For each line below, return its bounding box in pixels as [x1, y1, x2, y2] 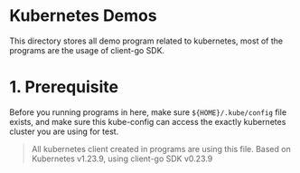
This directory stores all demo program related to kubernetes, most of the [9, 35, 283, 46]
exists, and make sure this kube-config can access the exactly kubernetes [9, 116, 286, 127]
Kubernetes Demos [9, 5, 157, 26]
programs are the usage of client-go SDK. [9, 44, 165, 55]
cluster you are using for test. [9, 126, 119, 137]
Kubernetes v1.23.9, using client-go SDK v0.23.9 [31, 153, 213, 164]
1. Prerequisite [9, 77, 119, 98]
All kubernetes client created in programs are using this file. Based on [31, 143, 291, 154]
